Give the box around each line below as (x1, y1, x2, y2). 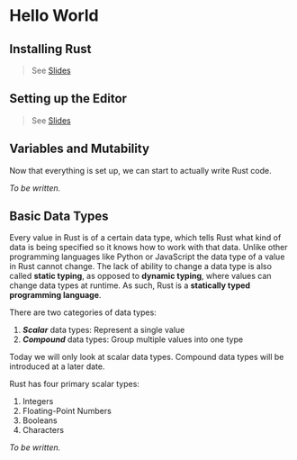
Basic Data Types (9, 209, 110, 224)
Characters (22, 425, 65, 436)
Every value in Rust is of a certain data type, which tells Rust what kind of (9, 232, 282, 243)
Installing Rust (9, 41, 92, 57)
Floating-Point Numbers (22, 406, 112, 417)
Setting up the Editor (9, 91, 128, 106)
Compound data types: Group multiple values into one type (22, 334, 244, 345)
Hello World (9, 5, 99, 26)
